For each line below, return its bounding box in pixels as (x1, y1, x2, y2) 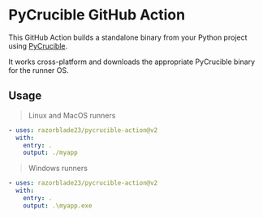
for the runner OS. (8, 65, 69, 75)
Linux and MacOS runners (28, 110, 116, 120)
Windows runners (28, 164, 88, 173)
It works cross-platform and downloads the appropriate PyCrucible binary (8, 57, 256, 66)
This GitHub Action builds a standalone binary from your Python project (8, 32, 248, 42)
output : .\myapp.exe (23, 201, 93, 210)
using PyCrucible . (8, 41, 68, 50)
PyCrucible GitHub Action (8, 6, 185, 24)
